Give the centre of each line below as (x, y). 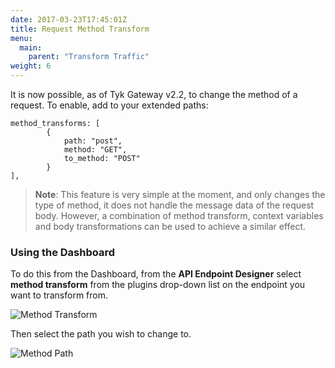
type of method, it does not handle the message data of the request (174, 205)
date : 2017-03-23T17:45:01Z (69, 19)
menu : (21, 38)
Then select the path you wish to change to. (101, 334)
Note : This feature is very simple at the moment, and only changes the (180, 194)
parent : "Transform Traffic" (89, 57)
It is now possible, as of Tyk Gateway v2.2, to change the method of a (154, 94)
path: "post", (93, 141)
